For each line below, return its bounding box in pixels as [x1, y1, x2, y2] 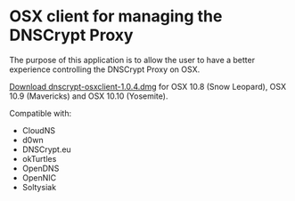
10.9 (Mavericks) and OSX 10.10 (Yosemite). [9, 91, 168, 101]
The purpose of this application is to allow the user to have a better [9, 54, 256, 65]
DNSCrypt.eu [21, 144, 71, 155]
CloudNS [21, 125, 56, 135]
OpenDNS [21, 163, 60, 173]
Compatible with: [9, 108, 72, 118]
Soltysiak [21, 181, 56, 192]
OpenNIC [21, 172, 57, 183]
